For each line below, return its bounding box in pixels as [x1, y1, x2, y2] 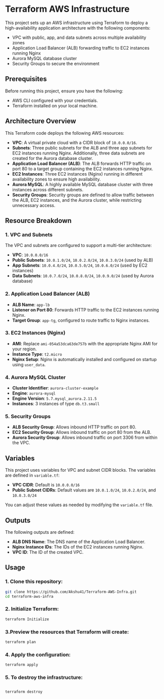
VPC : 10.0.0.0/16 [12, 252, 48, 258]
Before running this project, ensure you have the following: [5, 88, 123, 94]
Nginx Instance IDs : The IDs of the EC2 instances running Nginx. [12, 544, 143, 550]
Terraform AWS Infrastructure [5, 3, 130, 15]
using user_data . [12, 362, 46, 367]
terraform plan [5, 639, 36, 644]
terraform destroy [5, 690, 43, 695]
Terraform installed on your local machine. [12, 102, 98, 109]
